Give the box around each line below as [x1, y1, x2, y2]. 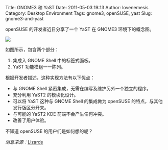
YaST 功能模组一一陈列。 [12, 64, 66, 70]
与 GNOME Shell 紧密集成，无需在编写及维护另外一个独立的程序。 [12, 86, 152, 91]
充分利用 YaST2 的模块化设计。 [12, 92, 79, 98]
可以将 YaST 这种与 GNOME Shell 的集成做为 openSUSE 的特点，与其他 [12, 98, 163, 104]
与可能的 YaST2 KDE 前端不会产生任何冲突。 [12, 111, 107, 117]
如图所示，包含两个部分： [5, 46, 59, 53]
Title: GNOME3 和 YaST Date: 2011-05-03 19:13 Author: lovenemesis [5, 5, 149, 10]
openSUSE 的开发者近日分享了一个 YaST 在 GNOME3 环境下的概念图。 [5, 26, 154, 32]
